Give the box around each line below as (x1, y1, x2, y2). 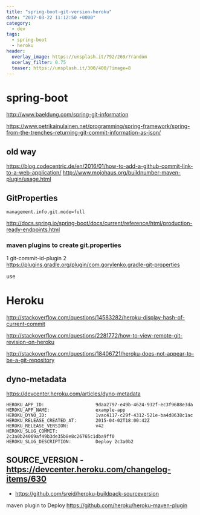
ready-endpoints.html (6, 226, 60, 233)
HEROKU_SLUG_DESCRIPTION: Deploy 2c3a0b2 (6, 438, 134, 444)
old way (6, 146, 37, 157)
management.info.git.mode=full (6, 209, 85, 215)
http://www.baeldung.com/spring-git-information (6, 111, 129, 118)
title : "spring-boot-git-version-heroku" (6, 8, 112, 15)
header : (6, 48, 26, 54)
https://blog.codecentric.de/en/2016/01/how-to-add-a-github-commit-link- (6, 162, 193, 170)
